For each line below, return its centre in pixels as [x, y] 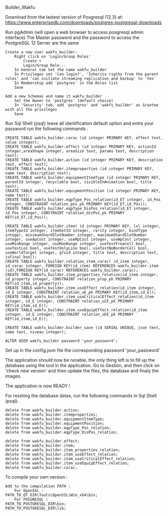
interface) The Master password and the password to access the [72, 38]
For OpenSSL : [29, 491]
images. [13, 376]
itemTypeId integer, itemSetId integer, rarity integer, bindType [76, 231]
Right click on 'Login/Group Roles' [53, 56]
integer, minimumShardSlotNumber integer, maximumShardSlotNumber [76, 235]
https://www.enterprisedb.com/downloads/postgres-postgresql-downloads [83, 22]
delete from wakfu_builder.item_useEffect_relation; [62, 454]
